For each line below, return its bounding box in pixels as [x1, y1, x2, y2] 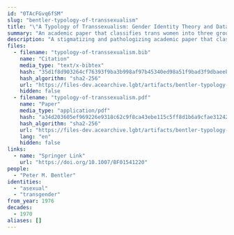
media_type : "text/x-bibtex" [19, 62, 104, 69]
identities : [7, 178, 42, 185]
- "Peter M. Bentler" [13, 172, 77, 179]
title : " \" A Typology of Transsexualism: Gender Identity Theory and [7, 23, 214, 30]
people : [7, 165, 30, 172]
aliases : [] [7, 217, 42, 224]
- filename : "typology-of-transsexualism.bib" [13, 49, 151, 56]
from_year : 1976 [7, 197, 54, 205]
